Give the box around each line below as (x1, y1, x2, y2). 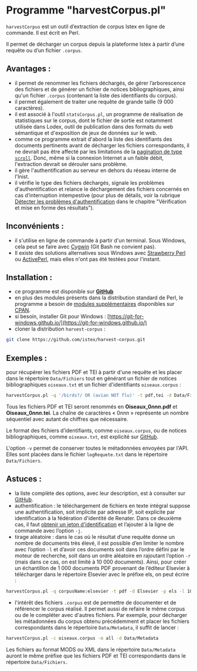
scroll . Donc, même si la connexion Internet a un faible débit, (14, 154, 164, 161)
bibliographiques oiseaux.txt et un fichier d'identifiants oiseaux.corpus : (6, 381, 182, 388)
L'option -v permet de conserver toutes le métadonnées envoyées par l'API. (6, 444, 189, 451)
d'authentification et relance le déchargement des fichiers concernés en (14, 186, 189, 193)
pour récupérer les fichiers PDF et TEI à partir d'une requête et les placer (6, 369, 183, 376)
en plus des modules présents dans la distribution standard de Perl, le (14, 294, 184, 301)
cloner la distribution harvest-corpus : (14, 325, 106, 332)
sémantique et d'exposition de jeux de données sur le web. (14, 129, 157, 136)
